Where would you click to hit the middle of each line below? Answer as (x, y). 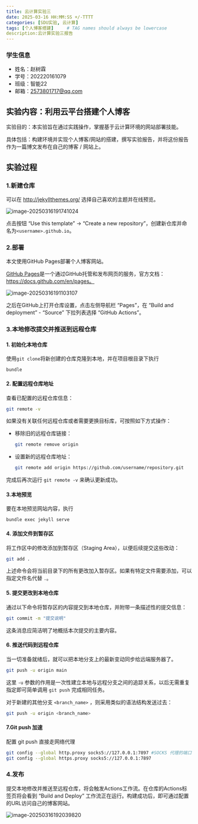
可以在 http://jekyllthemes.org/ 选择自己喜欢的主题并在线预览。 (82, 199)
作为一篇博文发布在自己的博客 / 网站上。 (55, 147)
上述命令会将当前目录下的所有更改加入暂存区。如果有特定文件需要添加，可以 (99, 571)
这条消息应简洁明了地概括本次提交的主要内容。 (63, 630)
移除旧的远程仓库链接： (43, 433)
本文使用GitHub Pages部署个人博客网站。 (57, 261)
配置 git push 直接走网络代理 (41, 741)
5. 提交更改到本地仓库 (32, 593)
